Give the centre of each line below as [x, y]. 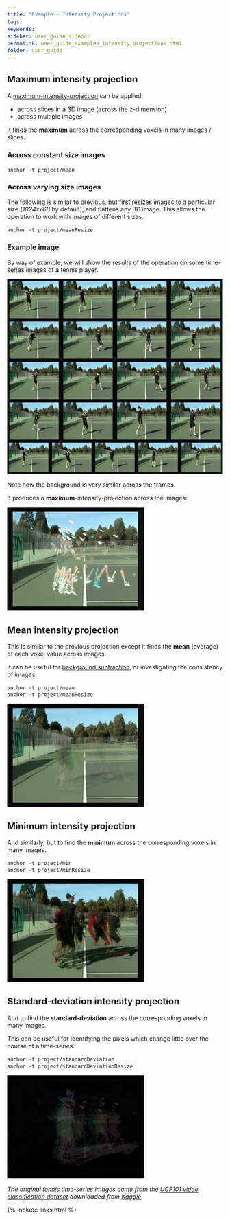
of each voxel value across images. [57, 654]
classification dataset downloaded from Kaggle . [75, 1196]
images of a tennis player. [62, 269]
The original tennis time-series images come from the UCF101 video [103, 1189]
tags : [15, 22]
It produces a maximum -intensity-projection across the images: [97, 498]
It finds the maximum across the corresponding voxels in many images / [109, 130]
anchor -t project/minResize [49, 870]
